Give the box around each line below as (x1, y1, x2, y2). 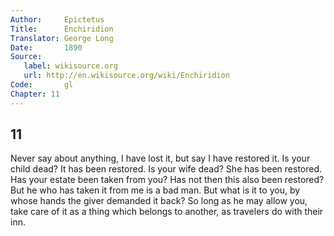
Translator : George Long (10, 33, 114, 43)
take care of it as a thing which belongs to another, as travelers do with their (10, 206, 324, 218)
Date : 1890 (10, 42, 83, 53)
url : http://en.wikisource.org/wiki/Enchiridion (23, 71, 230, 81)
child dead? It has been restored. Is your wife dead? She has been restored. (10, 163, 323, 175)
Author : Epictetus (10, 14, 105, 25)
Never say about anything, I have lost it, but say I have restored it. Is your (10, 152, 311, 165)
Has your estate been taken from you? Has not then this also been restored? (10, 174, 325, 186)
